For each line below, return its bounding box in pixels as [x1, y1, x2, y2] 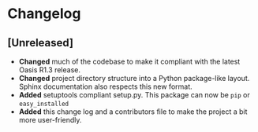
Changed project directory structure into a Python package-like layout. [18, 74, 250, 82]
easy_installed [18, 100, 69, 108]
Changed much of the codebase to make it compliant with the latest [18, 57, 241, 66]
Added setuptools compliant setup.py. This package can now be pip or [18, 90, 250, 99]
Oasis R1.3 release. [18, 65, 80, 75]
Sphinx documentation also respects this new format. [18, 82, 193, 91]
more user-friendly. [18, 115, 82, 124]
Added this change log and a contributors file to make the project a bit [18, 107, 248, 116]
